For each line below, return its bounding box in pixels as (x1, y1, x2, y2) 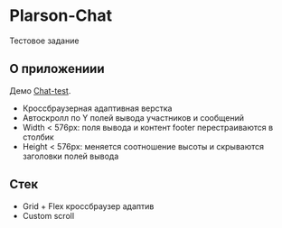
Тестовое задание (9, 35, 80, 46)
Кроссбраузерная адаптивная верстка (22, 103, 173, 114)
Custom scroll (22, 210, 75, 221)
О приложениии (9, 61, 105, 77)
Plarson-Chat (9, 5, 113, 26)
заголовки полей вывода (22, 150, 119, 161)
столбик (22, 132, 54, 142)
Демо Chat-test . (9, 85, 71, 96)
